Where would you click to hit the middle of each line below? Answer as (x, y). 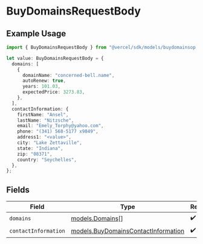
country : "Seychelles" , (47, 160)
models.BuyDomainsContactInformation (128, 231)
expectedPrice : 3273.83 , (53, 92)
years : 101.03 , (41, 87)
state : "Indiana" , (40, 148)
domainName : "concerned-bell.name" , (68, 75)
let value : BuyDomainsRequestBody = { (55, 58)
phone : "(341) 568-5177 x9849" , (58, 131)
